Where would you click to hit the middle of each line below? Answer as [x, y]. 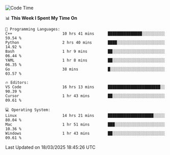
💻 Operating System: [28, 110]
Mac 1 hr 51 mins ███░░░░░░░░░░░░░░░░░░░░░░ [85, 125]
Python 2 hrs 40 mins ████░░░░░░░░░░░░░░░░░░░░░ [85, 43]
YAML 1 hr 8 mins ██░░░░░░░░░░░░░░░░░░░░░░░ [85, 60]
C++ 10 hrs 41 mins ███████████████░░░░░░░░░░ [85, 34]
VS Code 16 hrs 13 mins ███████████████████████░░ [85, 87]
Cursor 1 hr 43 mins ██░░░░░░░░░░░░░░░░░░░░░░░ [85, 96]
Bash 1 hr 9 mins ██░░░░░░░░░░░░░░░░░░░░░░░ [85, 51]
